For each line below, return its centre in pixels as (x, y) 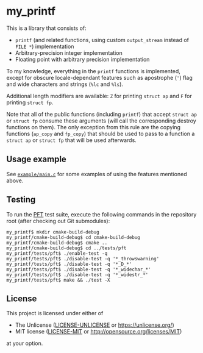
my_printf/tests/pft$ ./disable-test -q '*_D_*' (69, 264)
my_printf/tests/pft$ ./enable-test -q (57, 253)
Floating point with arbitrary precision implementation (82, 59)
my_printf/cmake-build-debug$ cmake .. (57, 243)
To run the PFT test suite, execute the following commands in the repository (101, 214)
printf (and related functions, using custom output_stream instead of (102, 40)
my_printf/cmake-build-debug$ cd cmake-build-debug (73, 237)
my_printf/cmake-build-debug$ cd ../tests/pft (66, 248)
